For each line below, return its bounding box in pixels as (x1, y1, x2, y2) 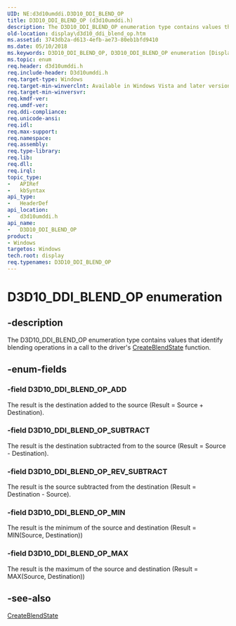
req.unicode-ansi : (7, 115, 61, 122)
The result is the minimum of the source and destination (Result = (7, 523, 197, 532)
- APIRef (7, 180, 39, 187)
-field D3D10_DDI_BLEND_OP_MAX (7, 549, 129, 558)
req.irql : (7, 167, 37, 174)
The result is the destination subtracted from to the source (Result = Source (7, 441, 226, 450)
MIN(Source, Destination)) (7, 531, 83, 539)
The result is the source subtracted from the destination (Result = (7, 483, 197, 491)
